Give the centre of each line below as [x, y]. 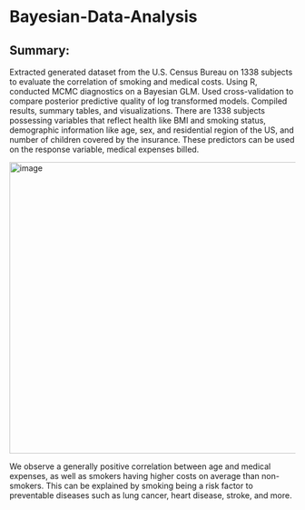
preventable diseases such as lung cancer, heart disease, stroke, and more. [151, 495]
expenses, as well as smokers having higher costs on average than [135, 476]
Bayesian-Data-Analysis [103, 17]
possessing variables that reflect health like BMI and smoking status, [138, 120]
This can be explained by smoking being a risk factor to [150, 485]
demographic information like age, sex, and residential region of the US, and [152, 130]
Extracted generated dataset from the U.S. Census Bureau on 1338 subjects [151, 72]
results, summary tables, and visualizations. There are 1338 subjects [138, 110]
